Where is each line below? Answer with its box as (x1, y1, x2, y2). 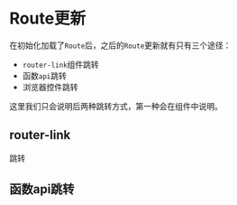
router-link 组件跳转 (22, 59, 99, 70)
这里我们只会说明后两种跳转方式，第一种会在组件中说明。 (9, 100, 223, 111)
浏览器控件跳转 (22, 81, 78, 92)
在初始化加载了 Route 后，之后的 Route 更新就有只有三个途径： (9, 40, 232, 51)
